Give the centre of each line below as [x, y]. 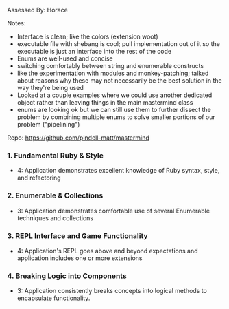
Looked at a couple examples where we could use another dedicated [114, 95]
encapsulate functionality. [53, 298]
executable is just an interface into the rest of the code [94, 51]
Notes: [16, 23]
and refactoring [39, 178]
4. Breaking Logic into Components [67, 276]
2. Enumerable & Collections [55, 195]
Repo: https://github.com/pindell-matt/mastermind [78, 138]
